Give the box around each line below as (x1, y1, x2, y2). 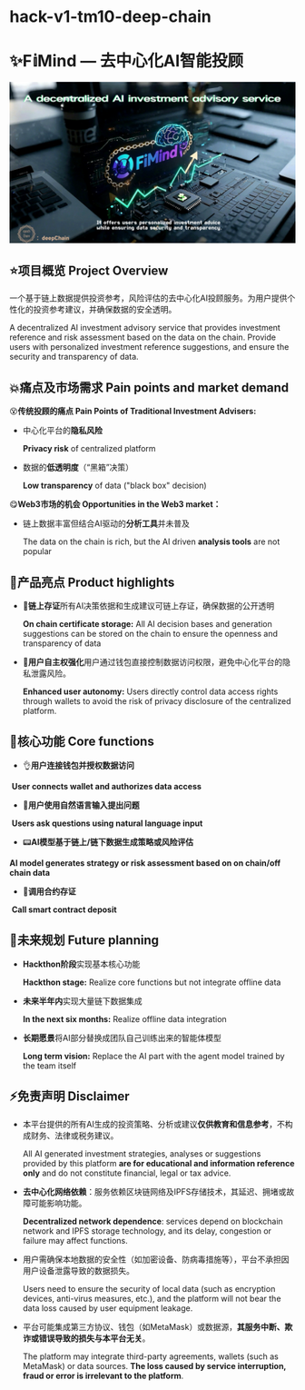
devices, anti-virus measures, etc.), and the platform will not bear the (22, 1293, 281, 1304)
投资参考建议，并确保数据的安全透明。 (33, 304, 177, 315)
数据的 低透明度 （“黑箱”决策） (22, 462, 134, 473)
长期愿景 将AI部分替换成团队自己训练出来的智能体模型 (22, 1032, 222, 1043)
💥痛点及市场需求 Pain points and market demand (9, 380, 290, 395)
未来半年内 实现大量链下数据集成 (22, 995, 143, 1006)
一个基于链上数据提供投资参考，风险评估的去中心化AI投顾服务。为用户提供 (9, 293, 288, 303)
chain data (9, 867, 51, 878)
